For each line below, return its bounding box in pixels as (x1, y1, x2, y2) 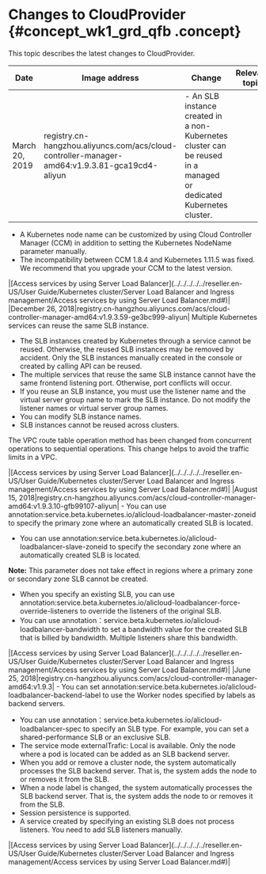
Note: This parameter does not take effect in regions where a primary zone (8, 565, 253, 575)
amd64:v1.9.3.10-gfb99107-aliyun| (8, 501, 120, 511)
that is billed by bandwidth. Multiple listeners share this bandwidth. (19, 633, 238, 642)
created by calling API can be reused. (19, 361, 142, 370)
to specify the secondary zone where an (109, 541, 241, 551)
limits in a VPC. (8, 452, 58, 462)
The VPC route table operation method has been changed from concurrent (8, 435, 252, 445)
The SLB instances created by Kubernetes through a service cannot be (19, 336, 252, 345)
